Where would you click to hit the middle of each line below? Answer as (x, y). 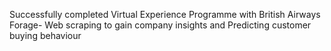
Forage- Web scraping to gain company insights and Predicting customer (160, 25)
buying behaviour (45, 35)
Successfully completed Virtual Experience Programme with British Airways (165, 14)
